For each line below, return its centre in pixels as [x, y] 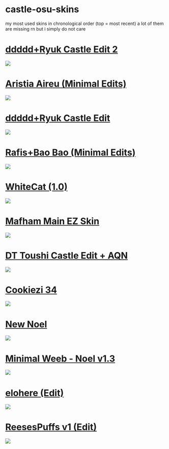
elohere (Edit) [35, 393]
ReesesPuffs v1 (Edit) [51, 427]
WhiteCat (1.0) [36, 187]
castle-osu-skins [42, 9]
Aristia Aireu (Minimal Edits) [66, 84]
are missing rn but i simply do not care [46, 29]
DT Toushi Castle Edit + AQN [67, 255]
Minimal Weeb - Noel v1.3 [60, 359]
